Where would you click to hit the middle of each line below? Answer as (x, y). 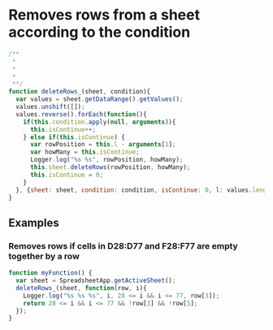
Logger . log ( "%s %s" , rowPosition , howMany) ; (106, 160)
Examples (34, 222)
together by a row (44, 256)
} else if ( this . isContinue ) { (74, 137)
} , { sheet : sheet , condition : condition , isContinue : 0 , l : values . (134, 190)
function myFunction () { (50, 273)
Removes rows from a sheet (104, 15)
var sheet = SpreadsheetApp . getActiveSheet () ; (96, 280)
